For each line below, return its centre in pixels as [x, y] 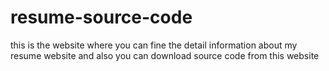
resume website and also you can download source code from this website [165, 55]
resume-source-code [101, 17]
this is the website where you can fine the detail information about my [154, 45]
